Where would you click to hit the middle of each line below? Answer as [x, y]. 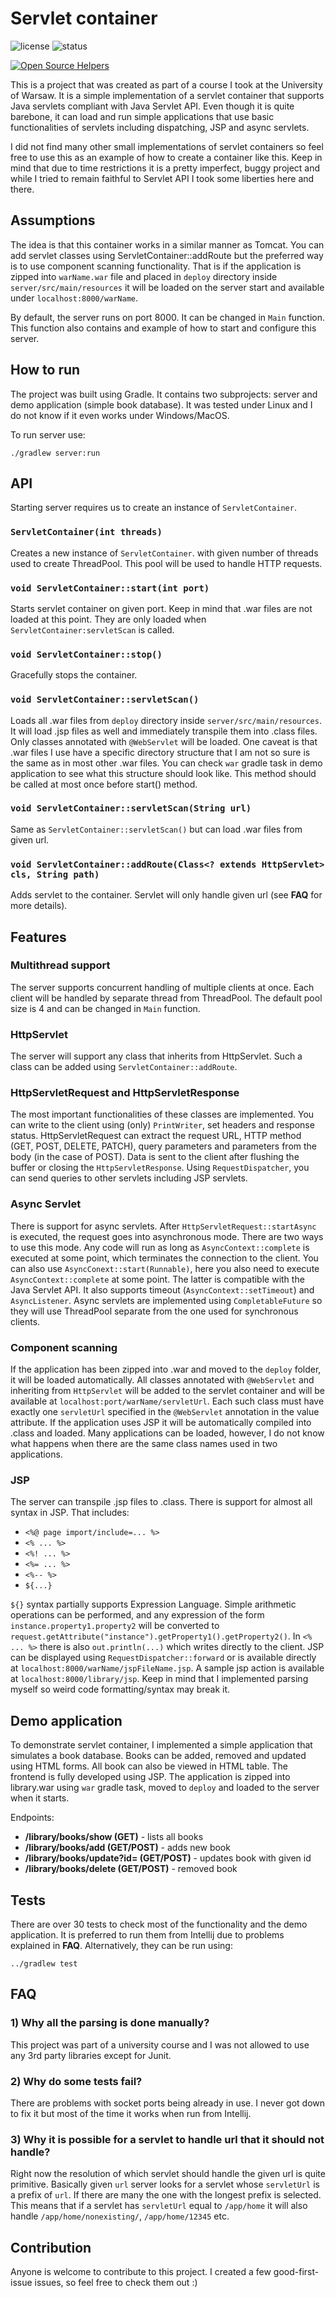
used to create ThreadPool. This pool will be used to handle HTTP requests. [166, 563]
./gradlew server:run [55, 453]
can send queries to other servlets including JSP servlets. [129, 1178]
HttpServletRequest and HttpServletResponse [125, 1093]
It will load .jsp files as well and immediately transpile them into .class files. [164, 731]
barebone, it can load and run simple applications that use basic [142, 116]
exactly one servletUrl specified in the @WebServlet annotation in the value [165, 1412]
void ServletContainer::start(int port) [110, 588]
